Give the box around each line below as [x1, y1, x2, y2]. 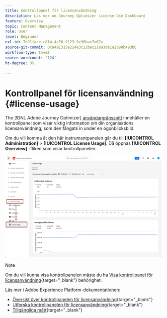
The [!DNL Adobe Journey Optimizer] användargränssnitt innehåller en [5, 115, 150, 121]
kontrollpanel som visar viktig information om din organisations [5, 120, 134, 126]
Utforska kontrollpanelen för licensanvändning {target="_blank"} [12, 302, 143, 308]
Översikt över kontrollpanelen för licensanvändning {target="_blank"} [12, 297, 153, 302]
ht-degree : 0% [5, 60, 35, 66]
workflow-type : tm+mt [5, 50, 50, 55]
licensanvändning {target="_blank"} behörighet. [5, 277, 102, 283]
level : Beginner [5, 34, 39, 39]
